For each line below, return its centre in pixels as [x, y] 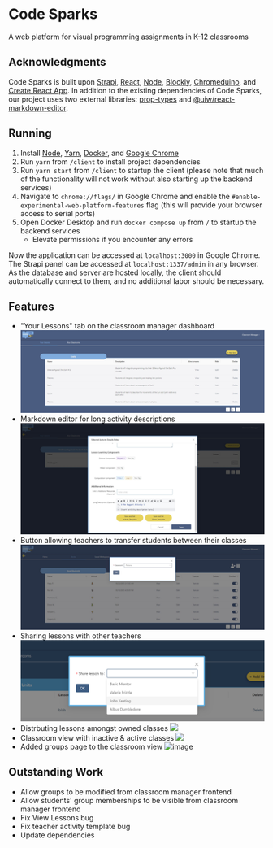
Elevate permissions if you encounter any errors [113, 239]
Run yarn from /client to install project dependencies [110, 161]
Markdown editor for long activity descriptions [97, 419]
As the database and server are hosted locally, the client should [115, 272]
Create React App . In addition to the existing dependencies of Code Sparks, [135, 90]
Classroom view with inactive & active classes [97, 737]
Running [30, 134]
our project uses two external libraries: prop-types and [100, 99]
